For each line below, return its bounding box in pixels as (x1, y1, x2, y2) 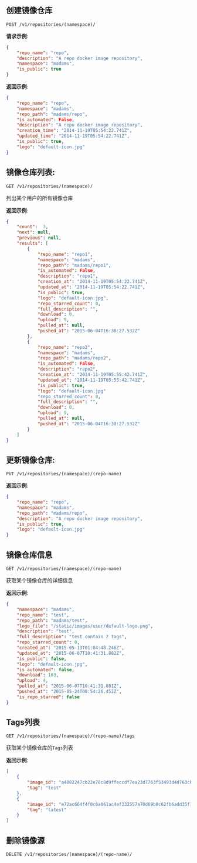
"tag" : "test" (27, 785, 62, 791)
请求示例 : (6, 32, 29, 39)
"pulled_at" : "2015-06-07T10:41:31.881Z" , (16, 683, 122, 689)
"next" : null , (16, 229, 51, 235)
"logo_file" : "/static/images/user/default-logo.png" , (16, 623, 154, 629)
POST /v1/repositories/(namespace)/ (6, 21, 96, 28)
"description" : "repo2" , (37, 366, 98, 372)
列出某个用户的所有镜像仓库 (6, 194, 73, 201)
